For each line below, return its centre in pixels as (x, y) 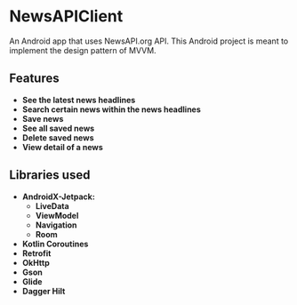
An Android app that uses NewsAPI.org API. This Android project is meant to (149, 41)
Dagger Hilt (44, 291)
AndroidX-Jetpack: (58, 197)
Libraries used (50, 175)
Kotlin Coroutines (55, 244)
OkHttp (36, 262)
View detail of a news (63, 147)
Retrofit (36, 253)
